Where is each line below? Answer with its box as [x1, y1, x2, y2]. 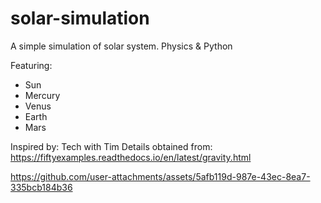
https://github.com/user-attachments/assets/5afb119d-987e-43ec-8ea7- [10, 170, 311, 182]
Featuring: [10, 59, 53, 71]
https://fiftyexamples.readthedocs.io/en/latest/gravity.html [10, 151, 252, 163]
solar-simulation [10, 7, 150, 30]
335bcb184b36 [10, 181, 73, 193]
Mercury [24, 89, 61, 101]
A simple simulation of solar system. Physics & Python [10, 40, 233, 52]
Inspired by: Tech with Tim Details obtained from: [10, 140, 213, 152]
